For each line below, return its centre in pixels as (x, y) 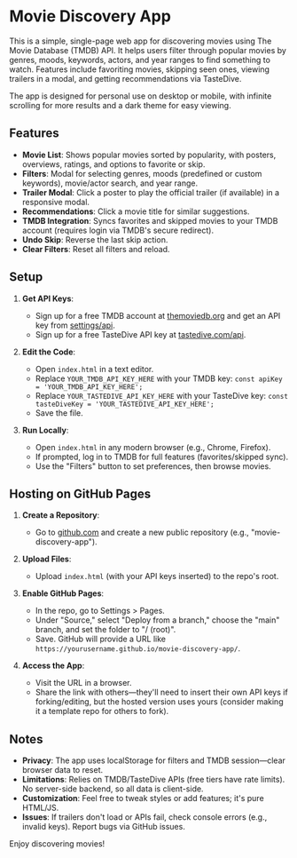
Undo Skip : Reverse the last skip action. (95, 239)
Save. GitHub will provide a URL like (101, 639)
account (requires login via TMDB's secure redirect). (118, 230)
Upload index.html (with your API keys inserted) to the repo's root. (157, 576)
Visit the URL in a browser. (83, 683)
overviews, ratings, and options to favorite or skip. (113, 164)
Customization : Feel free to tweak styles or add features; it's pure (143, 798)
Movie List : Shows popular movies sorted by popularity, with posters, (149, 155)
